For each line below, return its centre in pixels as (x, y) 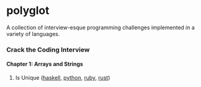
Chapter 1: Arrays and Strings (45, 64)
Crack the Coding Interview (48, 49)
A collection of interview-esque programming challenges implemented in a (100, 27)
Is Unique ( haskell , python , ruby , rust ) (63, 78)
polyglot (28, 11)
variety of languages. (33, 33)
